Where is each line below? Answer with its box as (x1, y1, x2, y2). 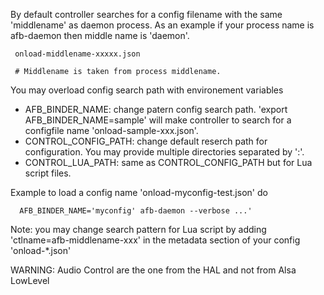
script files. (24, 167, 72, 179)
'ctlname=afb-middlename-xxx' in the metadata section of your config (10, 234, 301, 246)
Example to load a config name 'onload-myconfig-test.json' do (10, 187, 268, 198)
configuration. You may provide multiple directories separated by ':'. (24, 146, 305, 158)
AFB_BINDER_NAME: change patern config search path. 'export (24, 104, 288, 115)
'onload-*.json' (10, 245, 72, 256)
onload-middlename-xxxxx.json (14, 49, 141, 59)
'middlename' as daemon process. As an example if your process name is (10, 19, 315, 31)
